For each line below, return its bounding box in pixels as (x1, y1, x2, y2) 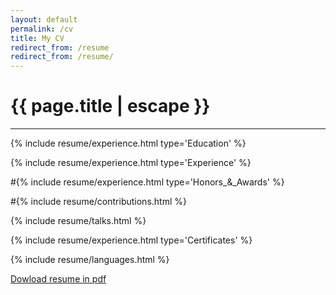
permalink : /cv (10, 24, 74, 34)
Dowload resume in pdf (10, 273, 107, 285)
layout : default (10, 14, 78, 25)
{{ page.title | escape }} (10, 95, 211, 118)
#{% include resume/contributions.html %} (10, 196, 187, 208)
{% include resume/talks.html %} (10, 215, 147, 227)
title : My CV (10, 33, 65, 43)
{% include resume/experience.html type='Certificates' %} (10, 234, 253, 246)
